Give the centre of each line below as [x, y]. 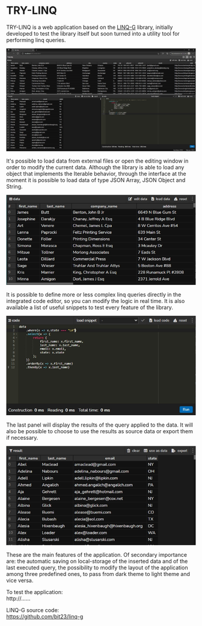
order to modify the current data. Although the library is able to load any [95, 167]
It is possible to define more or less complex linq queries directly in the [94, 294]
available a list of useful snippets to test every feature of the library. [90, 307]
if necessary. [22, 437]
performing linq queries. [36, 40]
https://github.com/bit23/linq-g [45, 617]
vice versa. [20, 581]
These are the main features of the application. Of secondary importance [97, 555]
